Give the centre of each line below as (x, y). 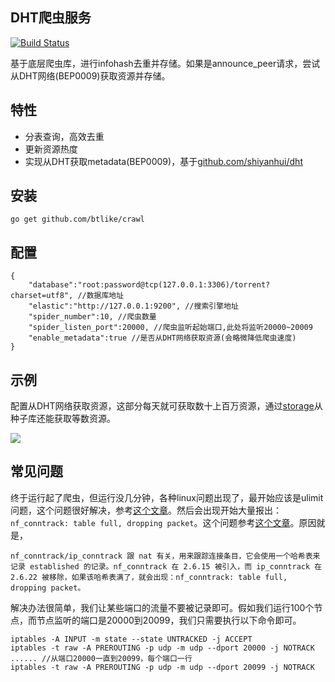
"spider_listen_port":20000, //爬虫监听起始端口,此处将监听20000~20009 (170, 328)
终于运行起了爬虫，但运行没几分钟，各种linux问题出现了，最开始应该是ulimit (167, 497)
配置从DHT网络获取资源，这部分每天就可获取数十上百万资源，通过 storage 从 (166, 406)
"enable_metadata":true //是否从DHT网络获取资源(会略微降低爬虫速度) (162, 338)
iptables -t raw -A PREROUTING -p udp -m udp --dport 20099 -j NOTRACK (162, 667)
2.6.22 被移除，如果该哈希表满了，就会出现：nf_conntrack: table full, (149, 577)
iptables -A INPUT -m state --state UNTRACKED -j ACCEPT (131, 639)
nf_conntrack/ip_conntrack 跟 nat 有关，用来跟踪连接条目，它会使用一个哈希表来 (165, 556)
